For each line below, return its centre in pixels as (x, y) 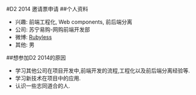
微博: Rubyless (33, 37)
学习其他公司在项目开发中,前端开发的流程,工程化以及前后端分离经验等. (102, 71)
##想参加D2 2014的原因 (36, 58)
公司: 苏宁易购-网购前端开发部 (52, 30)
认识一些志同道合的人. (42, 86)
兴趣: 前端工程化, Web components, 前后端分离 (73, 22)
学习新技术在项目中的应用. (48, 78)
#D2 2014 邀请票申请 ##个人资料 (47, 9)
